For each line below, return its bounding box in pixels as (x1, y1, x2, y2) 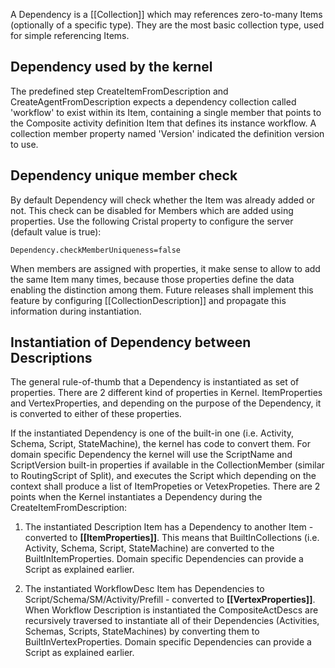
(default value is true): (10, 225, 102, 238)
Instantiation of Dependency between (10, 334, 252, 351)
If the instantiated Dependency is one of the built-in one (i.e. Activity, (10, 427, 295, 439)
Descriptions (10, 350, 93, 367)
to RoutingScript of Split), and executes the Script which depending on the (10, 470, 317, 482)
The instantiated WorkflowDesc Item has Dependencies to (24, 583, 265, 595)
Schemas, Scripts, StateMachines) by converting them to (24, 625, 260, 638)
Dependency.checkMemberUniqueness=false (10, 245, 182, 255)
